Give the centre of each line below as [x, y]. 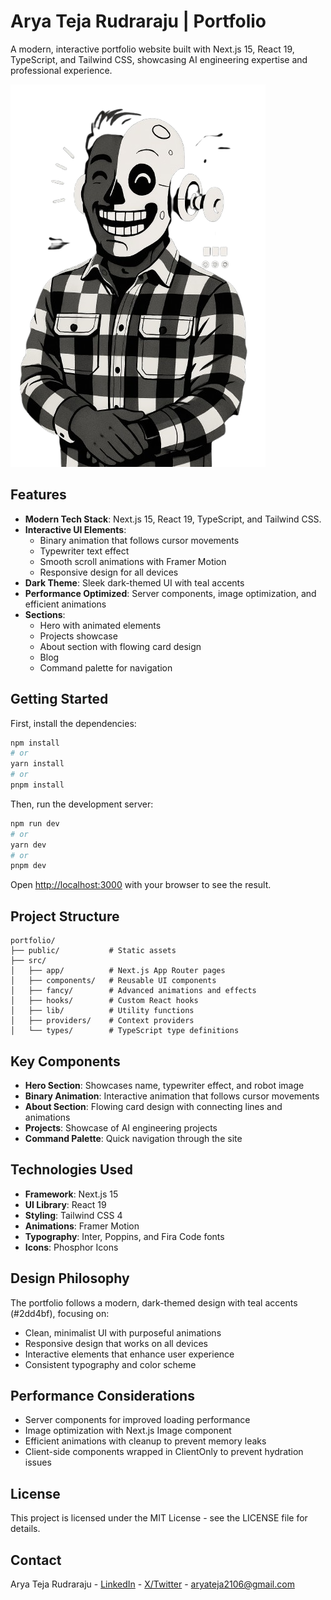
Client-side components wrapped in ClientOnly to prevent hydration [164, 1452]
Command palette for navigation [106, 667]
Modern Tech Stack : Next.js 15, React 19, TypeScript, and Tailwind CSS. [173, 519]
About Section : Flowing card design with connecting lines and [153, 1106]
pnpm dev [28, 866]
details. [25, 1529]
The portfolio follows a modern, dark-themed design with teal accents [154, 1302]
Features [38, 495]
